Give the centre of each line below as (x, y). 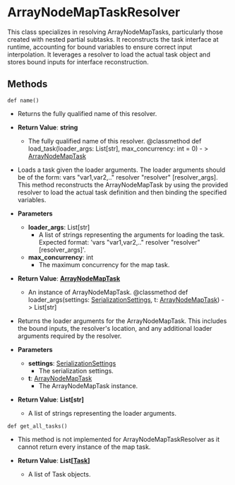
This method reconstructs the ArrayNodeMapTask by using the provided (122, 185)
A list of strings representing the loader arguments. (102, 413)
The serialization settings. (76, 370)
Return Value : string (48, 127)
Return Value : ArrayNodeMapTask (69, 278)
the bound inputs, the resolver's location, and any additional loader (115, 328)
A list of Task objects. (59, 474)
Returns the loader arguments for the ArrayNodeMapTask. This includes (122, 321)
